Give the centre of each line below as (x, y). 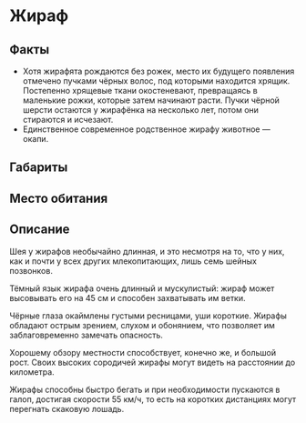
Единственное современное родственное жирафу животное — (146, 129)
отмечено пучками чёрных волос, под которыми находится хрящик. (156, 81)
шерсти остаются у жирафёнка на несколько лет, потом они (141, 110)
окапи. (36, 139)
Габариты (39, 168)
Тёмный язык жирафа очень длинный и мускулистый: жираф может (142, 288)
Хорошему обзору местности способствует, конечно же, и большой (143, 352)
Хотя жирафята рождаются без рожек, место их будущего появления (158, 71)
